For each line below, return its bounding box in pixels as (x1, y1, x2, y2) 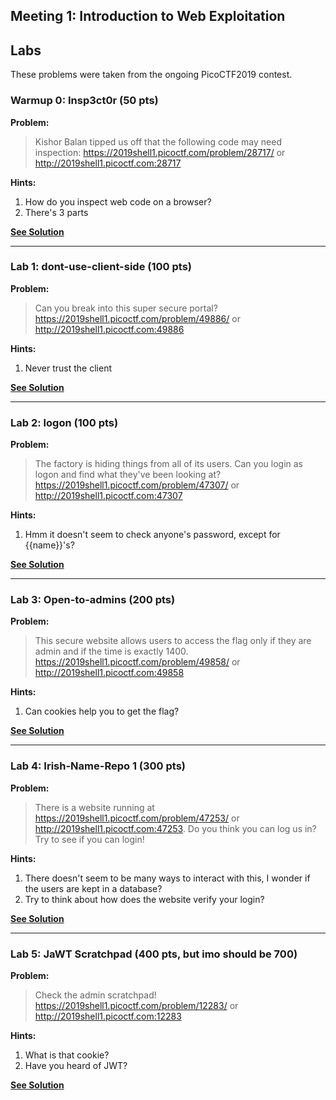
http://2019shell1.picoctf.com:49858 (34, 667, 185, 679)
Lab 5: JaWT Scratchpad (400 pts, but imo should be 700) (10, 947, 298, 961)
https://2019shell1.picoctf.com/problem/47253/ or (34, 812, 240, 824)
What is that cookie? (24, 1049, 110, 1061)
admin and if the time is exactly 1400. (34, 645, 189, 658)
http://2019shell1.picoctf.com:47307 (34, 490, 183, 502)
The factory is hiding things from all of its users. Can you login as (34, 458, 303, 470)
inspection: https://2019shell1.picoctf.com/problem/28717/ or (34, 146, 286, 158)
